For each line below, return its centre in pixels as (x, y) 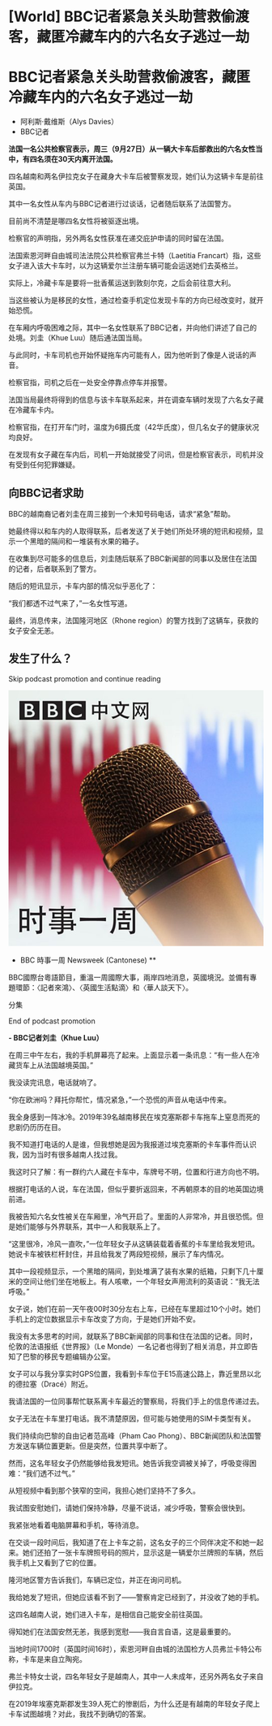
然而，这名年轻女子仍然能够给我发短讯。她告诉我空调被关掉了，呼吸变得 (129, 1463)
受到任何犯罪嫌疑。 (47, 465)
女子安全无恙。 (33, 630)
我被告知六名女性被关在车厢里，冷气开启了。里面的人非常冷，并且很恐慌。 (132, 1216)
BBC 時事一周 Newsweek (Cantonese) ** (88, 960)
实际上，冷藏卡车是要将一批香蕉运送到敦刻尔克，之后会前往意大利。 (122, 283)
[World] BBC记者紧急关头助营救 (115, 17)
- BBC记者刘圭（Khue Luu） (56, 1037)
